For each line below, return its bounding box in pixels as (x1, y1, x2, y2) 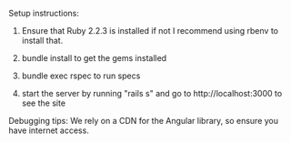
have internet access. (8, 125, 90, 136)
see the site (21, 97, 65, 108)
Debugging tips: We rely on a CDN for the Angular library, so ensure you (8, 116, 279, 126)
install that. (21, 36, 64, 46)
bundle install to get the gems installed (21, 53, 167, 63)
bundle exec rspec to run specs (21, 70, 141, 81)
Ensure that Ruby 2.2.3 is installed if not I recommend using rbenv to (21, 26, 279, 36)
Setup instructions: (8, 8, 79, 18)
